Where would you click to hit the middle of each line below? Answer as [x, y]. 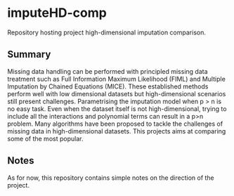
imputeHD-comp [57, 13]
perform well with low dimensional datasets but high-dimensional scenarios [117, 93]
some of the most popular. [45, 138]
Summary [29, 54]
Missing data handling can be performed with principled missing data [108, 71]
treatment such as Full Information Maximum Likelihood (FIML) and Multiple [117, 79]
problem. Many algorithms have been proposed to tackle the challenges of [115, 124]
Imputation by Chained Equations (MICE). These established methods [108, 86]
